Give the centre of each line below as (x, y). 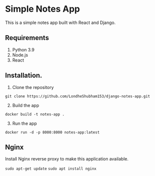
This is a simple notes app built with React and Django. (60, 22)
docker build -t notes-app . (35, 114)
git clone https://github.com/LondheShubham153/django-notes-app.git (78, 96)
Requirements (27, 38)
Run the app (25, 123)
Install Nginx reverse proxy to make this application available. (67, 159)
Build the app (26, 105)
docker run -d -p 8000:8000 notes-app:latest (52, 132)
